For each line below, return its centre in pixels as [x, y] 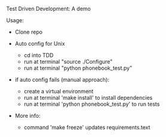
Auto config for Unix [40, 44]
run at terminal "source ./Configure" [68, 62]
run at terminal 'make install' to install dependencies [88, 98]
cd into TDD [39, 55]
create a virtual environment [59, 91]
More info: [28, 116]
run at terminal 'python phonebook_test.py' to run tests [92, 104]
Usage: [15, 20]
